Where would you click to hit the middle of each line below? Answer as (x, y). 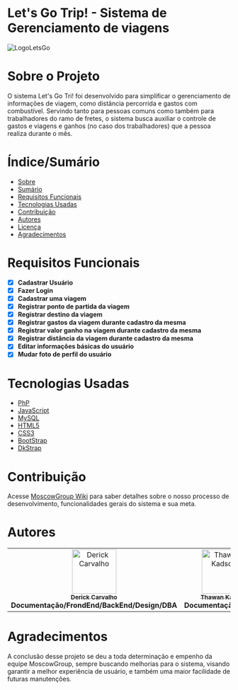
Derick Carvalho (94, 597)
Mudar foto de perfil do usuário (64, 355)
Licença (29, 226)
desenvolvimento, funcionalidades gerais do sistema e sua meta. (102, 504)
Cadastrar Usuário (45, 282)
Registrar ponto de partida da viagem (73, 306)
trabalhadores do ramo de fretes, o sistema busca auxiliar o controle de (112, 118)
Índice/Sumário (54, 162)
